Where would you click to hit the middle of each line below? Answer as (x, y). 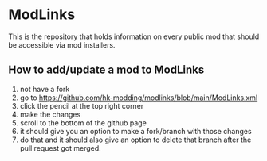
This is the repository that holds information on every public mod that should (134, 36)
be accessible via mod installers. (62, 44)
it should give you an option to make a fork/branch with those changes (136, 131)
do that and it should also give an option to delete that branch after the (135, 140)
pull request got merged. (60, 148)
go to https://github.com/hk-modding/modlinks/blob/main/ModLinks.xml (139, 98)
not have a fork (45, 89)
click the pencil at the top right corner (82, 105)
